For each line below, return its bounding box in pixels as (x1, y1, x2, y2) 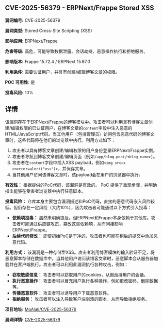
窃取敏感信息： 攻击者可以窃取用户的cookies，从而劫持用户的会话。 (12, 272, 148, 278)
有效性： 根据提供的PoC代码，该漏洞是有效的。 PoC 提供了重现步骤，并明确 (5, 182, 157, 188)
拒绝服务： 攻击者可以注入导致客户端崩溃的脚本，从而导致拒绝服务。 (12, 296, 149, 302)
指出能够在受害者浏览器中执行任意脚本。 (5, 188, 86, 194)
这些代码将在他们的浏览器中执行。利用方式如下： (17, 137, 115, 143)
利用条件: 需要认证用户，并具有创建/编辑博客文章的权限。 (5, 69, 120, 75)
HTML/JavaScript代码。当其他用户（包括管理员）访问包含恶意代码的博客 (5, 131, 150, 137)
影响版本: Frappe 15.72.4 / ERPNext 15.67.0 (5, 58, 91, 65)
